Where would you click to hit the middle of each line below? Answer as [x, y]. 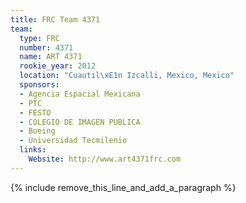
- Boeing [37, 131]
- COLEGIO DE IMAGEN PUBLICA [80, 122]
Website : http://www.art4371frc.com [105, 159]
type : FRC [39, 38]
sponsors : [39, 85]
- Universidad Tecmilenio [73, 141]
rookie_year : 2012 [58, 66]
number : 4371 [46, 47]
